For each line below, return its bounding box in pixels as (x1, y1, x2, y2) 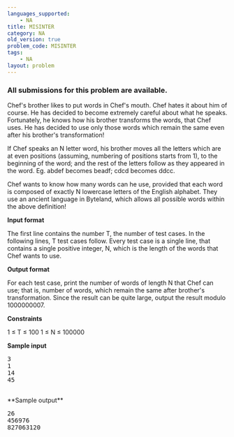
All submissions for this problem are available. (7, 85, 168, 95)
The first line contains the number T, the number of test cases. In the (7, 229, 205, 237)
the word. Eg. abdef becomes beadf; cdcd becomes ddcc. (7, 166, 176, 175)
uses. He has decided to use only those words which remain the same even (7, 123, 225, 131)
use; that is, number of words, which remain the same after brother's (7, 286, 205, 294)
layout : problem (7, 62, 54, 69)
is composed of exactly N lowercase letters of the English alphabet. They (7, 187, 218, 195)
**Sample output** (7, 396, 64, 404)
